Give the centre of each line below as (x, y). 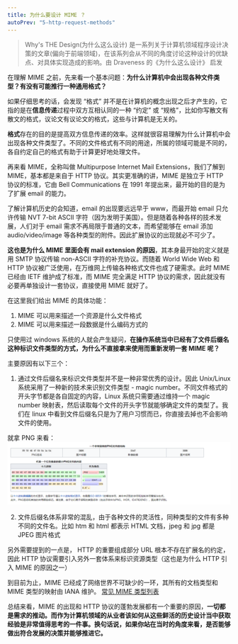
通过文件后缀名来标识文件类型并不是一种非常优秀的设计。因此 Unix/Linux (124, 378)
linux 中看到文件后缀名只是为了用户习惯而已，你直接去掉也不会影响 (130, 414)
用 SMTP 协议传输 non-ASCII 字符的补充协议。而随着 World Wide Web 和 (114, 259)
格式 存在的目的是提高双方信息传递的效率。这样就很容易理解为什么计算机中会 (119, 134)
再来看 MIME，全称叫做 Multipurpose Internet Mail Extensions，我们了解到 (116, 166)
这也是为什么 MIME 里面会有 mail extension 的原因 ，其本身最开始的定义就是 (118, 250)
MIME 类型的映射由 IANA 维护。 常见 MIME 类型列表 (83, 592)
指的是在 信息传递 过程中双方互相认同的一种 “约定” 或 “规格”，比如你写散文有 (118, 110)
